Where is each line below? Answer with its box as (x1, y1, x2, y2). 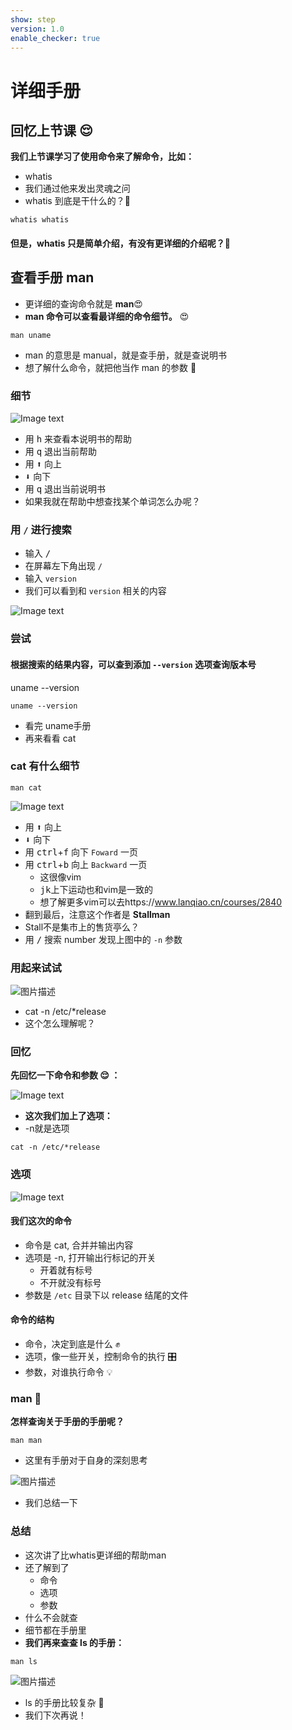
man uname (10, 330, 52, 340)
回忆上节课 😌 (10, 122, 93, 139)
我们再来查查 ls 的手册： (24, 1636, 125, 1648)
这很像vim (39, 871, 82, 883)
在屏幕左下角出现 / (24, 560, 103, 572)
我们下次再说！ (24, 1709, 87, 1721)
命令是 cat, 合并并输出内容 (24, 1239, 134, 1251)
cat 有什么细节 (10, 759, 80, 773)
